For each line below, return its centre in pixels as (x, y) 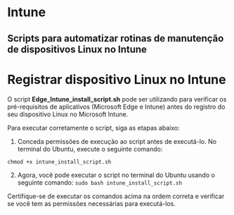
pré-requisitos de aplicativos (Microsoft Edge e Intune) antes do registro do (116, 106)
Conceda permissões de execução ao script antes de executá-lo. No (117, 141)
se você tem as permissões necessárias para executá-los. (91, 203)
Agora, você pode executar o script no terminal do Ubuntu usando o (116, 175)
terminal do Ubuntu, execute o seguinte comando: (90, 149)
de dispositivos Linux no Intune (77, 49)
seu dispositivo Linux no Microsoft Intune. (68, 114)
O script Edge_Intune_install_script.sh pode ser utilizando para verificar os (117, 99)
